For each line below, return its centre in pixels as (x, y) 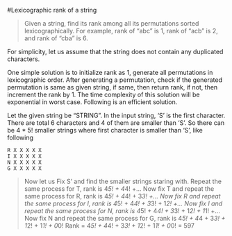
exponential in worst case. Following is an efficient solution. (92, 102)
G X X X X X (24, 169)
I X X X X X (24, 156)
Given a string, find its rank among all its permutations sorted (111, 23)
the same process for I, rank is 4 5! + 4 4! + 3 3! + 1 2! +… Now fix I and (123, 203)
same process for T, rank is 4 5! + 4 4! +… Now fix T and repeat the (119, 189)
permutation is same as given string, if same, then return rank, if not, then (113, 87)
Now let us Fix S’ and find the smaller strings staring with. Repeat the (123, 181)
